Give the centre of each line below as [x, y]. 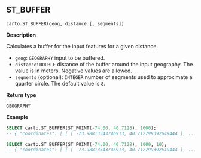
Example [17, 117]
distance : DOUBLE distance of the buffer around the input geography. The [104, 64]
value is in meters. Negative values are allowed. [74, 71]
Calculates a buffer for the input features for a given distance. [82, 46]
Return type [22, 95]
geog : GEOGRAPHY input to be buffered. [60, 58]
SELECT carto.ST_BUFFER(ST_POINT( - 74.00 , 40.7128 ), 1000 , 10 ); [87, 144]
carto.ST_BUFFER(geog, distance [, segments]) [65, 23]
